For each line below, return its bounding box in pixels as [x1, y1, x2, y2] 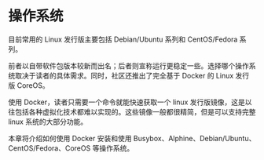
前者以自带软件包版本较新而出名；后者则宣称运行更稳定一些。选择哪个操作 [8, 60, 249, 71]
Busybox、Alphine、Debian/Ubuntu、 [133, 133, 256, 143]
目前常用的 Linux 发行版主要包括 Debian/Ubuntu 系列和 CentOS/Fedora [8, 35, 238, 44]
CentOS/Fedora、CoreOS [8, 143, 91, 153]
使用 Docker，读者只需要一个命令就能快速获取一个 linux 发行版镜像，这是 [8, 97, 246, 107]
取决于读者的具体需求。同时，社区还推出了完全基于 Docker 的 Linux [14, 71, 234, 80]
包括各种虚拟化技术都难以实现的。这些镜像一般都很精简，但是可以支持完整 [14, 107, 256, 116]
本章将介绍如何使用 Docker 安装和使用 [8, 133, 132, 143]
